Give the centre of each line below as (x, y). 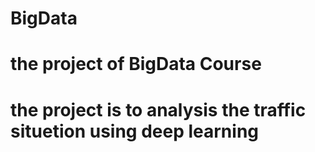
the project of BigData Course (136, 64)
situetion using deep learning (135, 131)
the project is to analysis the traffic (158, 109)
